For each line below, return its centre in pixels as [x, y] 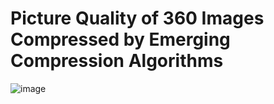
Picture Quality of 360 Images [137, 18]
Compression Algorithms [117, 61]
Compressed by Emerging [120, 39]
